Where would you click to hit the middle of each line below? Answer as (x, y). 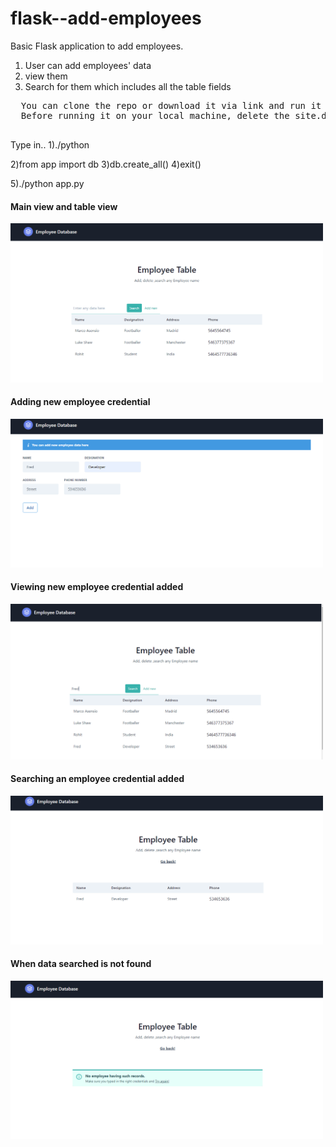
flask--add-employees (106, 18)
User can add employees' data (88, 65)
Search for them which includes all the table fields (128, 86)
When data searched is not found (81, 964)
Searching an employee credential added (97, 779)
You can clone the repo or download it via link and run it (171, 105)
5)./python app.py (47, 183)
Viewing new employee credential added (97, 587)
